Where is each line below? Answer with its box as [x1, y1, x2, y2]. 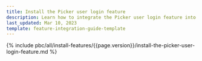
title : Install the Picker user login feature [6, 8, 126, 15]
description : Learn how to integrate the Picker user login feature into [6, 14, 197, 20]
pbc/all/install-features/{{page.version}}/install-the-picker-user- [34, 42, 195, 49]
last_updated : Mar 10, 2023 [6, 20, 77, 26]
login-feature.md [6, 48, 48, 56]
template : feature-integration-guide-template [6, 25, 126, 32]
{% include [6, 42, 34, 49]
